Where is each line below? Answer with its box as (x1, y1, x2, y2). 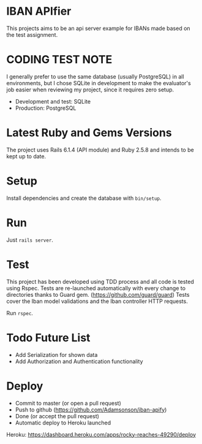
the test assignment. (6, 31, 58, 38)
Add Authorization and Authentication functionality (15, 358, 143, 365)
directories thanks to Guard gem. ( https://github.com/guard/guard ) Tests (6, 291, 190, 298)
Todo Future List (6, 331, 91, 345)
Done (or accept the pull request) (15, 412, 100, 419)
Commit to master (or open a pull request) (15, 399, 121, 407)
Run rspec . (6, 309, 34, 316)
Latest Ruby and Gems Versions (6, 126, 173, 140)
